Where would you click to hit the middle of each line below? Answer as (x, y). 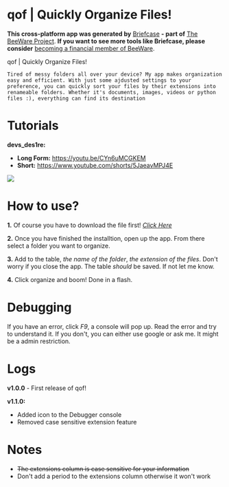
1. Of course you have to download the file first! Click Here (90, 225)
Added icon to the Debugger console (69, 414)
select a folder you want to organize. (59, 246)
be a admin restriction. (39, 341)
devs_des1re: (26, 144)
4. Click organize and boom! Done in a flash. (70, 279)
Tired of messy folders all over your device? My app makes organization (115, 74)
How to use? (43, 206)
